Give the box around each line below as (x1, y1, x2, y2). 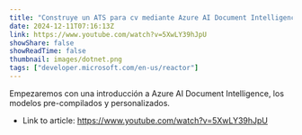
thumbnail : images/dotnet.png (9, 55, 123, 64)
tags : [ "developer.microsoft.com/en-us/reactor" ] (9, 64, 200, 73)
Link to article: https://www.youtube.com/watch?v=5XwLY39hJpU (22, 114, 268, 126)
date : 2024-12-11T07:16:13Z (9, 22, 115, 31)
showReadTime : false (9, 47, 87, 56)
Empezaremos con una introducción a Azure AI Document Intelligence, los (9, 87, 285, 99)
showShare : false (9, 38, 75, 48)
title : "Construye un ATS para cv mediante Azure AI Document (9, 13, 247, 22)
